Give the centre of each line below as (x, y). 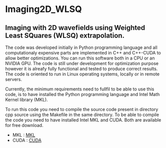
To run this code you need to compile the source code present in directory (82, 109)
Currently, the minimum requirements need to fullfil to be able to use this (80, 89)
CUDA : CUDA (27, 140)
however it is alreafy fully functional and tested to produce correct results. (81, 69)
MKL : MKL (24, 135)
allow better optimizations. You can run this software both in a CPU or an (80, 58)
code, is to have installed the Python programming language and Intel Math (82, 94)
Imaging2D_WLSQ (44, 9)
